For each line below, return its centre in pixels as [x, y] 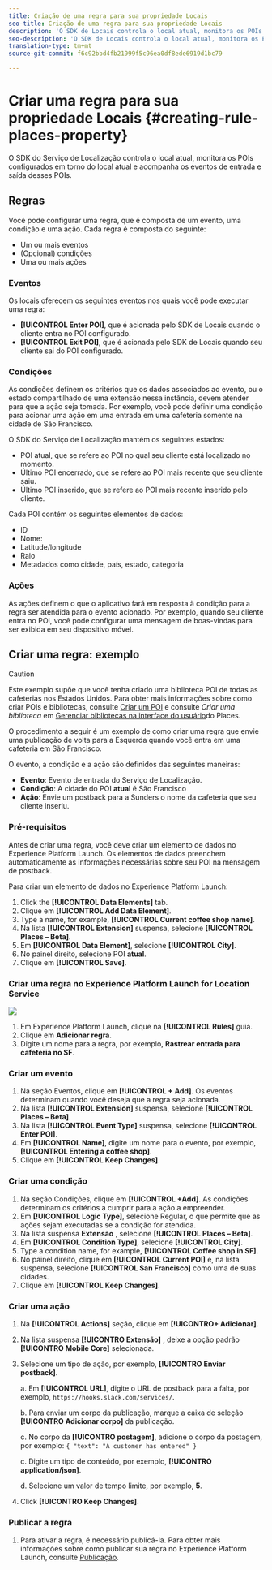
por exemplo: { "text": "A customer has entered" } [108, 1445]
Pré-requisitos [37, 827]
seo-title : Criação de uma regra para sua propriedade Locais [115, 24]
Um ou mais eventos [54, 244]
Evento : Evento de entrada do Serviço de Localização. [111, 780]
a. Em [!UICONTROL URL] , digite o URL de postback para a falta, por [134, 1388]
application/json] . [51, 1469]
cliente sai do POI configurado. [72, 351]
